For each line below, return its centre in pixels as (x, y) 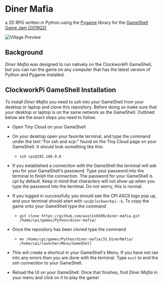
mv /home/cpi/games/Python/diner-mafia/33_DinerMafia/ (76, 239)
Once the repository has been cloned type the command (69, 229)
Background (24, 52)
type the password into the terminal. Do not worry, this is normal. (77, 186)
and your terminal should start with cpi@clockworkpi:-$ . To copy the (81, 201)
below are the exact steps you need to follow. (51, 117)
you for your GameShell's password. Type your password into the (78, 171)
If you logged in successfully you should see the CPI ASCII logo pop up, (84, 196)
